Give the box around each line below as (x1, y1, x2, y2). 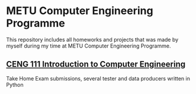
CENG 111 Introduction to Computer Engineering (6, 59, 186, 69)
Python (6, 81, 24, 88)
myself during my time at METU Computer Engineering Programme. (6, 42, 171, 49)
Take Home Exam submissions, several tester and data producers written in (6, 75, 191, 82)
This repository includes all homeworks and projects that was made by (6, 36, 179, 43)
